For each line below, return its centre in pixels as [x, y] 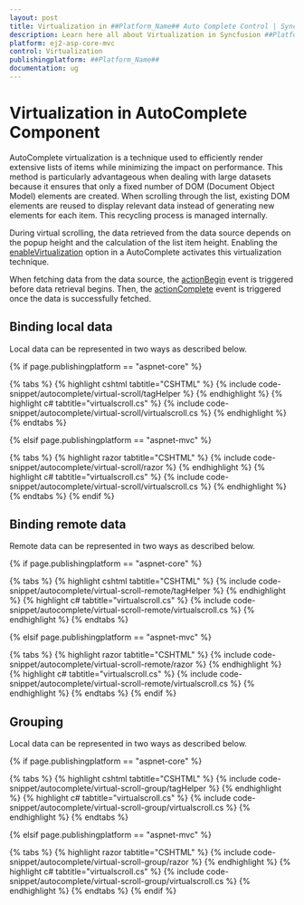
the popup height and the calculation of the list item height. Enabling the [143, 242]
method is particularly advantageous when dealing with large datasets [140, 177]
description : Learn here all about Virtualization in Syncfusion [135, 34]
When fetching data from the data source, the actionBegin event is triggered [152, 279]
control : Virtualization [56, 52]
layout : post [34, 18]
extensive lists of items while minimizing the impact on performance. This [146, 167]
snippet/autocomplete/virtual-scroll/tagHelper [95, 393]
